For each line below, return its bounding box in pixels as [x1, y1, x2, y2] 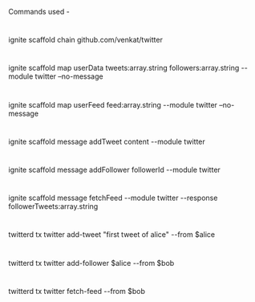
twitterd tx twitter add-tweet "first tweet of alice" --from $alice [8, 230, 215, 239]
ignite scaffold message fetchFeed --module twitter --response [8, 193, 218, 203]
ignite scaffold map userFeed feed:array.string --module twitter [8, 100, 218, 109]
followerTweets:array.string [8, 202, 99, 211]
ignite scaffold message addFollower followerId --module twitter [8, 165, 221, 174]
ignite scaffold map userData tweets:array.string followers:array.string [8, 63, 240, 73]
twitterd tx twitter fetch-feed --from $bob [8, 286, 146, 296]
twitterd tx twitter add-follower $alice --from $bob [8, 258, 175, 267]
